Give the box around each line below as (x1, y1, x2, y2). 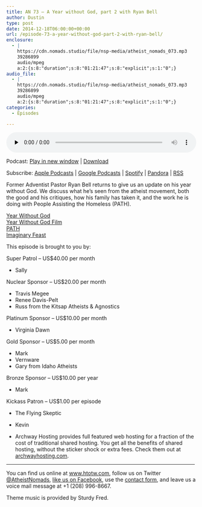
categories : (6, 104, 36, 111)
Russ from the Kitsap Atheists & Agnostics (14, 303, 120, 310)
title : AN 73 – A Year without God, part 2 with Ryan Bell (6, 8, 158, 15)
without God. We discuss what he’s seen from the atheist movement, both (6, 188, 190, 195)
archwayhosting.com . (14, 452, 69, 460)
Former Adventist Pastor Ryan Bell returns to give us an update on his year (6, 181, 192, 188)
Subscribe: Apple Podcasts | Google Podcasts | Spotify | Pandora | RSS (6, 169, 184, 177)
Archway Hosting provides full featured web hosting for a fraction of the (14, 433, 194, 440)
